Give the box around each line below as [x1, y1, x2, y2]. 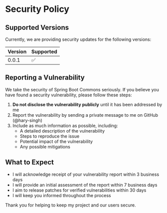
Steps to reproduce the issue [19, 133, 80, 139]
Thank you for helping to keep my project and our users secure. [5, 202, 136, 208]
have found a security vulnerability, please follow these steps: [5, 92, 132, 98]
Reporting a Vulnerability [5, 73, 85, 82]
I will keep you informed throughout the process [12, 192, 111, 198]
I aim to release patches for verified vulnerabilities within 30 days [12, 187, 147, 193]
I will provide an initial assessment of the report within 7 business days [12, 182, 158, 188]
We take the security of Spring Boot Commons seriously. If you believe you [5, 86, 160, 92]
